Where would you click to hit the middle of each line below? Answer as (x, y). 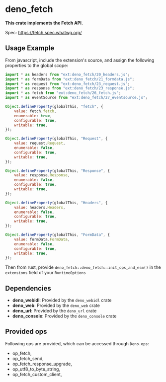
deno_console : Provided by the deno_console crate (64, 316)
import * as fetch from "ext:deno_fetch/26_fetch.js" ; (63, 93)
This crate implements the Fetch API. (44, 23)
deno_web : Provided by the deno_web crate (56, 306)
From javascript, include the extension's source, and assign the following (80, 60)
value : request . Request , (40, 143)
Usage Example (30, 48)
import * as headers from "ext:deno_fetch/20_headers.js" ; (68, 75)
